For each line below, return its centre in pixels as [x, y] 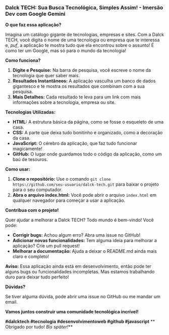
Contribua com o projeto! [32, 210]
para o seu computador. [37, 190]
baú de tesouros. [30, 159]
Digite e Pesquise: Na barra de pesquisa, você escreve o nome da [82, 70]
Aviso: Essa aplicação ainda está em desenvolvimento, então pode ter [78, 266]
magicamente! [27, 149]
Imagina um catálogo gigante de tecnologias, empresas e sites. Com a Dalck [85, 35]
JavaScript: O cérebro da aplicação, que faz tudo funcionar [75, 143]
